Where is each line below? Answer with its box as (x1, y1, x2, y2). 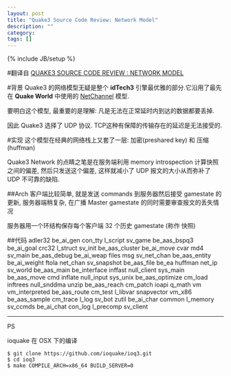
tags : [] (7, 36, 32, 43)
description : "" (7, 23, 54, 30)
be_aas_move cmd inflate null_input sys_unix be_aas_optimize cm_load (7, 273, 208, 282)
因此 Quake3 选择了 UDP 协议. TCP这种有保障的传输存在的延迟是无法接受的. (7, 121, 223, 129)
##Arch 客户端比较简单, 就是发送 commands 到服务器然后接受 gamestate (7, 190, 214, 198)
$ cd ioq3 (7, 356, 36, 364)
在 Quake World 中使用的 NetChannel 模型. (7, 92, 129, 101)
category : (7, 29, 36, 36)
